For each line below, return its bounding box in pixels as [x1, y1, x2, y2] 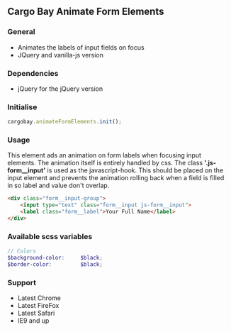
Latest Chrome [17, 294, 62, 302]
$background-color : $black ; [7, 255, 103, 262]
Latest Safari [17, 309, 55, 318]
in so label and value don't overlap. [7, 181, 110, 190]
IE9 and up [17, 316, 50, 325]
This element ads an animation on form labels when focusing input [7, 151, 202, 160]
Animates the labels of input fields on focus [17, 43, 145, 52]
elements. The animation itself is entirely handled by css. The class [7, 159, 203, 167]
